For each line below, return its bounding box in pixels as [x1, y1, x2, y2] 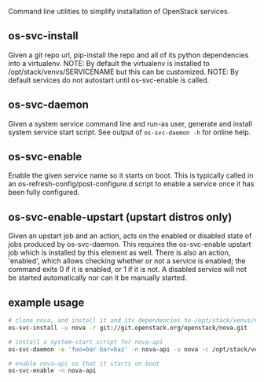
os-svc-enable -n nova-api [8, 367, 97, 375]
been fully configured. [8, 188, 80, 197]
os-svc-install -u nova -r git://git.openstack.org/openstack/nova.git [8, 324, 247, 332]
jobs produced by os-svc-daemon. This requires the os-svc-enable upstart [8, 240, 251, 249]
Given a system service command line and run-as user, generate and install [8, 119, 253, 128]
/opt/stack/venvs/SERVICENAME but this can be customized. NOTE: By [8, 67, 240, 76]
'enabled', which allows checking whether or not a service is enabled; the [8, 256, 246, 266]
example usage [8, 296, 85, 309]
